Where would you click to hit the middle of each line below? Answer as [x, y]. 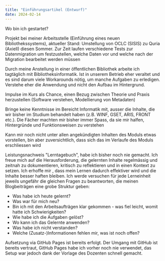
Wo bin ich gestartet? [27, 28]
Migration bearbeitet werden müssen [43, 59]
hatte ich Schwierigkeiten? [39, 212]
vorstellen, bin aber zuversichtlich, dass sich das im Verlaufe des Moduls [79, 140]
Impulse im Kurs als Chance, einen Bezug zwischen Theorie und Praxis [77, 94]
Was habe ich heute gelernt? [41, 196]
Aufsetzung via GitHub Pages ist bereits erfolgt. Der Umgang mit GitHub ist [82, 242]
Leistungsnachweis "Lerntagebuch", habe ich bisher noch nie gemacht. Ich [82, 155]
